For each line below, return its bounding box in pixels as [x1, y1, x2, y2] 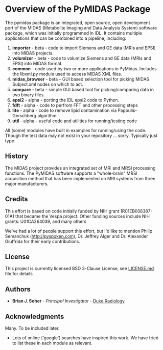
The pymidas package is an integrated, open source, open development [5, 20, 150, 26]
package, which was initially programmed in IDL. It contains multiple [5, 30, 142, 36]
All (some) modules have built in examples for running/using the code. [5, 127, 147, 133]
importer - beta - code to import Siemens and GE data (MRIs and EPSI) [12, 45, 156, 51]
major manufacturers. [5, 181, 49, 187]
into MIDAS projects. [12, 50, 54, 56]
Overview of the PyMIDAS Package [5, 3, 151, 15]
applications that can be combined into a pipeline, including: [5, 35, 126, 41]
